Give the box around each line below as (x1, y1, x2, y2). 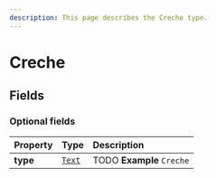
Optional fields (9, 115, 76, 127)
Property (14, 138, 53, 151)
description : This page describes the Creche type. (9, 13, 208, 23)
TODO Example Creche (92, 154, 190, 166)
